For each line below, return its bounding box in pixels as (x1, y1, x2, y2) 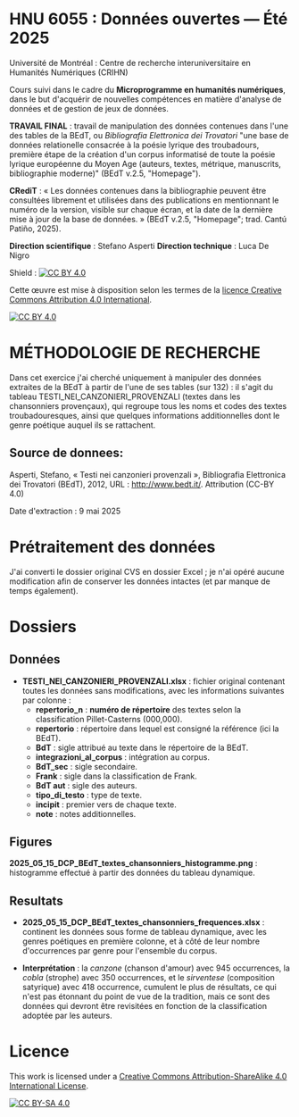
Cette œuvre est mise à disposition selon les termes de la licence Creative (9, 284, 283, 295)
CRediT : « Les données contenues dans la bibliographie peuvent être (9, 185, 267, 196)
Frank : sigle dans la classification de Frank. (35, 771, 198, 781)
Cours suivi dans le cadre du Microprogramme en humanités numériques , (9, 84, 286, 95)
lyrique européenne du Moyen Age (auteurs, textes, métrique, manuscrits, (9, 158, 281, 169)
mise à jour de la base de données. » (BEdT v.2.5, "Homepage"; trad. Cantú (9, 213, 287, 224)
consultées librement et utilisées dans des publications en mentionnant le (9, 195, 279, 205)
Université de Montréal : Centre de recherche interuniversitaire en (9, 57, 252, 68)
